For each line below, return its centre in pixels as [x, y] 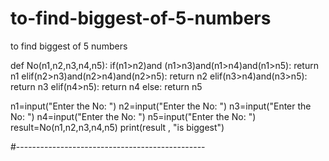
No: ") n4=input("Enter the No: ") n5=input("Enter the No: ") [133, 116]
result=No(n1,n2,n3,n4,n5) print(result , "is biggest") [117, 127]
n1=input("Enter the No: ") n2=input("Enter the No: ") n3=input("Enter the [161, 106]
